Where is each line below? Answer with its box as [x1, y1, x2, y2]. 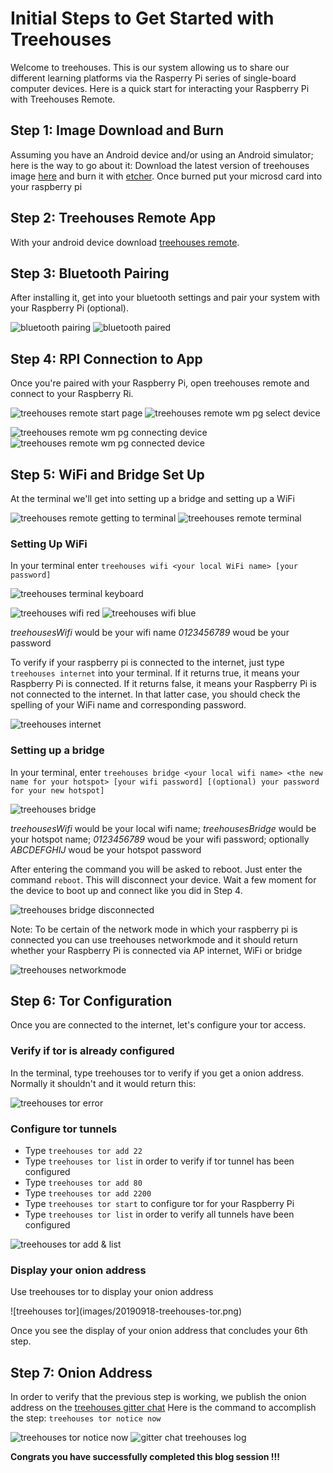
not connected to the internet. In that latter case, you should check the [10, 688, 301, 701]
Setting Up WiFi [10, 537, 88, 551]
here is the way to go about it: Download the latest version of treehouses [10, 159, 310, 171]
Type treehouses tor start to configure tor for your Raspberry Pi [24, 1198, 295, 1209]
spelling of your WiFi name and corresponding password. [10, 699, 247, 711]
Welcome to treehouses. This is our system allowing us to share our [10, 61, 290, 73]
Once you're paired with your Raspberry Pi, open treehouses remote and [10, 377, 310, 389]
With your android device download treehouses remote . [10, 236, 240, 248]
